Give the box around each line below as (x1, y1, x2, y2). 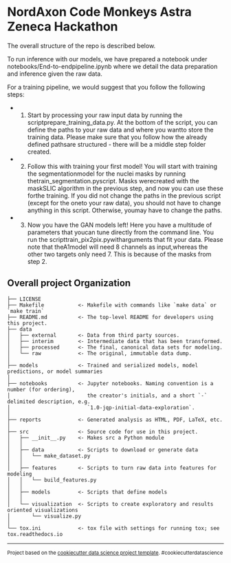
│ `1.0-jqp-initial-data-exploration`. (7, 404, 195, 411)
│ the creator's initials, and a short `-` (7, 392, 208, 399)
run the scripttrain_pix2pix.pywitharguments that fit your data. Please (27, 235, 223, 243)
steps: (7, 90, 25, 99)
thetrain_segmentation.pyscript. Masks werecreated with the (27, 176, 199, 185)
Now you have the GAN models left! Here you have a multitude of (27, 221, 212, 229)
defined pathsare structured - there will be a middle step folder (27, 140, 206, 148)
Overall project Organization (7, 277, 131, 289)
